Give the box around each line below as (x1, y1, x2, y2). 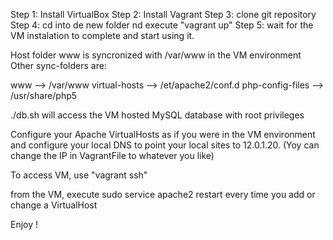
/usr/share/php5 (10, 90, 78, 101)
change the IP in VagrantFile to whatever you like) (10, 150, 215, 161)
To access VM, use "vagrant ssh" (10, 169, 148, 181)
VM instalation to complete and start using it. (10, 30, 195, 41)
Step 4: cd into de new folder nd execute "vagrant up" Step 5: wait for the (10, 19, 314, 31)
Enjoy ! (10, 219, 39, 230)
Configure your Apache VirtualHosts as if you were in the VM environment (10, 129, 316, 140)
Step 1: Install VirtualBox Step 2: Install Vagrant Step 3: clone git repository (10, 9, 317, 20)
